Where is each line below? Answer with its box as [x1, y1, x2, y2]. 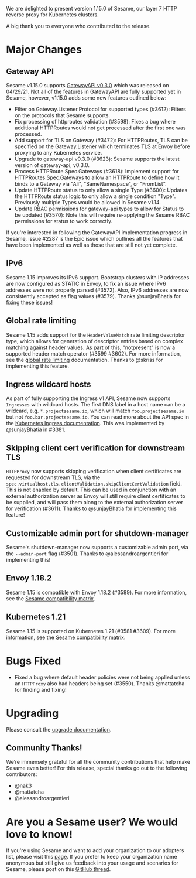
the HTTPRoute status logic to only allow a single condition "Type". [14, 193, 176, 200]
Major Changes [6, 43, 82, 56]
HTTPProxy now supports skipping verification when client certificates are [6, 468, 182, 475]
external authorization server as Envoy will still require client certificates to [6, 493, 185, 500]
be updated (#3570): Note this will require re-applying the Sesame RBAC [14, 211, 190, 218]
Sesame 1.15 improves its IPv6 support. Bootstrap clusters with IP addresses [6, 274, 190, 281]
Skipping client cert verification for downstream [6, 443, 185, 453]
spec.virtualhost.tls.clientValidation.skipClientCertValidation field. [6, 480, 183, 487]
